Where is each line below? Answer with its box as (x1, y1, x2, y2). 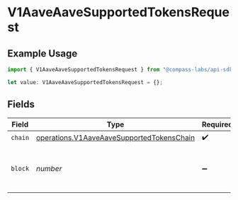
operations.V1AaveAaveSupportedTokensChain (35, 133, 195, 143)
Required (201, 119, 234, 129)
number (35, 163, 62, 173)
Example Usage (7, 47, 78, 59)
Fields (7, 98, 35, 110)
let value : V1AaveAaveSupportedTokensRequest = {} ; (7, 78, 163, 86)
